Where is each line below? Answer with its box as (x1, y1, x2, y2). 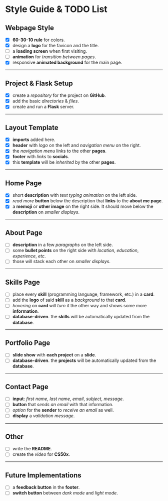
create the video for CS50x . (12, 451, 70, 457)
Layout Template (5, 123, 58, 132)
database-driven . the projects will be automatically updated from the (12, 357, 156, 363)
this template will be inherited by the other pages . (12, 159, 116, 165)
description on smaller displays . (12, 209, 80, 215)
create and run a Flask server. (12, 104, 75, 110)
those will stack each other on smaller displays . (12, 259, 111, 265)
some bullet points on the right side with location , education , (12, 247, 139, 254)
